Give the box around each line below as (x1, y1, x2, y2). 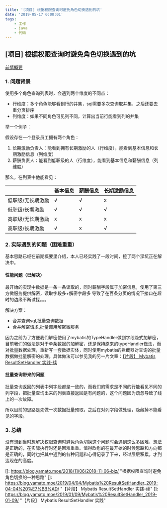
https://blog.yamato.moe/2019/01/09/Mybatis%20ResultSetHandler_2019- (5, 492, 158, 498)
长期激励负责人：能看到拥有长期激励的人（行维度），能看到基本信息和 (12, 145, 154, 151)
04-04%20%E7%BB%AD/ (5, 486, 60, 492)
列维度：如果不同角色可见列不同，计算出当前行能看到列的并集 (12, 113, 139, 120)
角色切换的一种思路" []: (5, 474, 52, 481)
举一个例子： (5, 124, 31, 130)
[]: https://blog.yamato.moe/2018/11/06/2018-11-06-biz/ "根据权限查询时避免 (5, 468, 162, 474)
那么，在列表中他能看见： (5, 174, 58, 180)
